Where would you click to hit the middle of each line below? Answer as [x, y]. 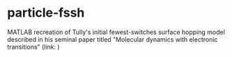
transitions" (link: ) [34, 47]
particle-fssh [46, 13]
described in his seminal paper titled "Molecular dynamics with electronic [113, 39]
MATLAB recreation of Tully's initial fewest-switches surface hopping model [116, 32]
